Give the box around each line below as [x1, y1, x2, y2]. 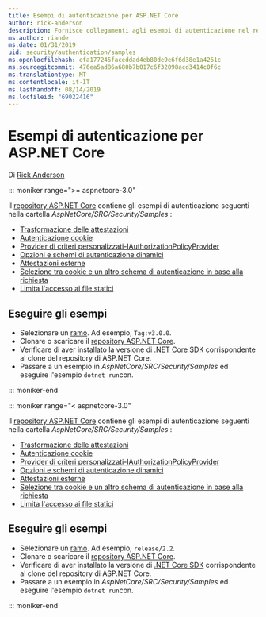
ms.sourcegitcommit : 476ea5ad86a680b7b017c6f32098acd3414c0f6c [8, 64, 222, 71]
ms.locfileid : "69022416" [8, 93, 93, 101]
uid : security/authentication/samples [8, 48, 136, 56]
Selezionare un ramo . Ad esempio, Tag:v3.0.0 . [19, 328, 172, 337]
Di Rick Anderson [8, 170, 65, 179]
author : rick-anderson [8, 19, 83, 27]
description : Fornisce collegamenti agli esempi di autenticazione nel [8, 26, 249, 34]
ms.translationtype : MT [8, 71, 87, 79]
